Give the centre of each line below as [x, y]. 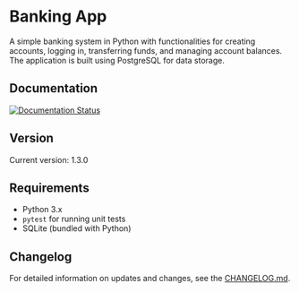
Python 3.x [42, 210]
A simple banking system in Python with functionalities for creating [132, 41]
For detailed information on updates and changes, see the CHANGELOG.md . [150, 279]
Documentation [54, 88]
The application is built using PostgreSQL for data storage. [117, 60]
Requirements [49, 188]
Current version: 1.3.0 [49, 159]
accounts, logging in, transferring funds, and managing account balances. [146, 50]
